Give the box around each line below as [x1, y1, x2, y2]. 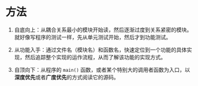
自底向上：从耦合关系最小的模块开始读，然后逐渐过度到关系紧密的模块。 [14, 26, 192, 33]
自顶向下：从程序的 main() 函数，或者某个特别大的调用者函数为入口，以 [14, 66, 190, 73]
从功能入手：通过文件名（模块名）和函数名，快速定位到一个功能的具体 [14, 46, 187, 53]
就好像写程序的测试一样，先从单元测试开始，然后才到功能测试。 [14, 33, 171, 40]
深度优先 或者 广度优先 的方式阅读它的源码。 [14, 74, 119, 81]
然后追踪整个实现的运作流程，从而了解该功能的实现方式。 [24, 53, 166, 60]
